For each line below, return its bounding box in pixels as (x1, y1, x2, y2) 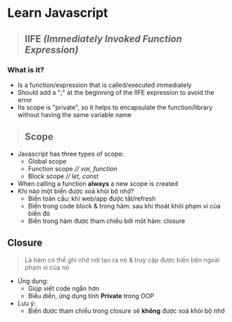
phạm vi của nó (24, 263, 70, 271)
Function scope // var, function (27, 164, 118, 173)
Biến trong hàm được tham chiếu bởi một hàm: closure (27, 216, 186, 225)
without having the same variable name (17, 110, 132, 119)
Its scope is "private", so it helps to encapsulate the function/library (17, 103, 213, 112)
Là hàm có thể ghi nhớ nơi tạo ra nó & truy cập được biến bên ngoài (24, 255, 220, 264)
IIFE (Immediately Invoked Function (24, 33, 183, 45)
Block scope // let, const (27, 172, 99, 180)
